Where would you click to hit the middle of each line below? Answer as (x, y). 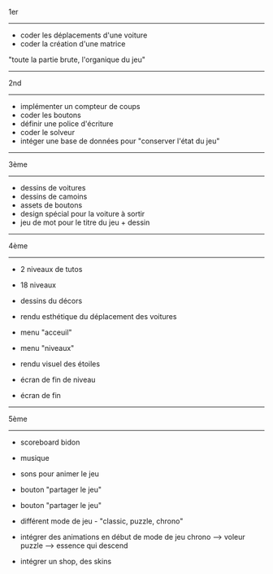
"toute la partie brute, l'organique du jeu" (77, 59)
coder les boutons (50, 115)
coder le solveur (48, 132)
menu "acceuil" (46, 332)
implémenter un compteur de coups (80, 106)
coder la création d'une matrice (73, 44)
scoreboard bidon (50, 442)
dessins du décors (51, 301)
